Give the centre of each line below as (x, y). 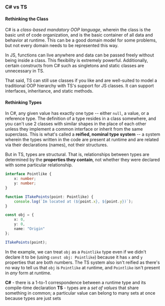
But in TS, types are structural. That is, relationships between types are (77, 154)
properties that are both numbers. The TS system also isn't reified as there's (82, 262)
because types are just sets (33, 298)
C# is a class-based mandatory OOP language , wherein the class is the (78, 30)
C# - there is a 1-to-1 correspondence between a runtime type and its (76, 282)
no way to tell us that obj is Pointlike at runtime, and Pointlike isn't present (82, 267)
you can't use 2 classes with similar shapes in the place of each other (76, 124)
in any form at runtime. (28, 273)
